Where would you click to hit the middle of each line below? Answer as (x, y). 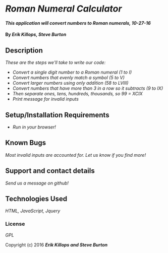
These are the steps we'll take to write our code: (55, 62)
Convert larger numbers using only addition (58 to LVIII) (70, 83)
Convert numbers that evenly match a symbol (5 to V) (68, 78)
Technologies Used (36, 199)
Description (24, 50)
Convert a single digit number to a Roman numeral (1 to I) (72, 72)
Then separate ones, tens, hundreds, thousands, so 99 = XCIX (77, 94)
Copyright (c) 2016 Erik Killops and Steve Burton (57, 244)
